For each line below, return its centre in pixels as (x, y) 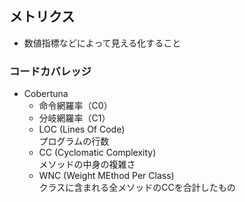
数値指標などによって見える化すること (102, 43)
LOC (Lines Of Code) (82, 129)
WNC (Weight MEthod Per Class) (106, 176)
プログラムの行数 (74, 141)
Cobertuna (46, 94)
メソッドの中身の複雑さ (87, 164)
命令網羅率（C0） (75, 106)
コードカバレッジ (50, 71)
